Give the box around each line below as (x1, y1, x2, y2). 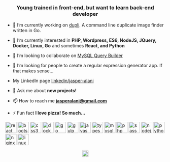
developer (72, 10, 98, 17)
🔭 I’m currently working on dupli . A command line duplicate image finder (12, 22, 164, 28)
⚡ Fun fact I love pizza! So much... (12, 110, 86, 116)
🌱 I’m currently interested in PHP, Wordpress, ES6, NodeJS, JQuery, (12, 37, 157, 43)
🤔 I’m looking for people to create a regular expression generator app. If (12, 63, 163, 69)
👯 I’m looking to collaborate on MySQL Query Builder (12, 52, 123, 59)
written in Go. (12, 28, 41, 34)
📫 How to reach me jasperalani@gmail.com (12, 98, 108, 104)
